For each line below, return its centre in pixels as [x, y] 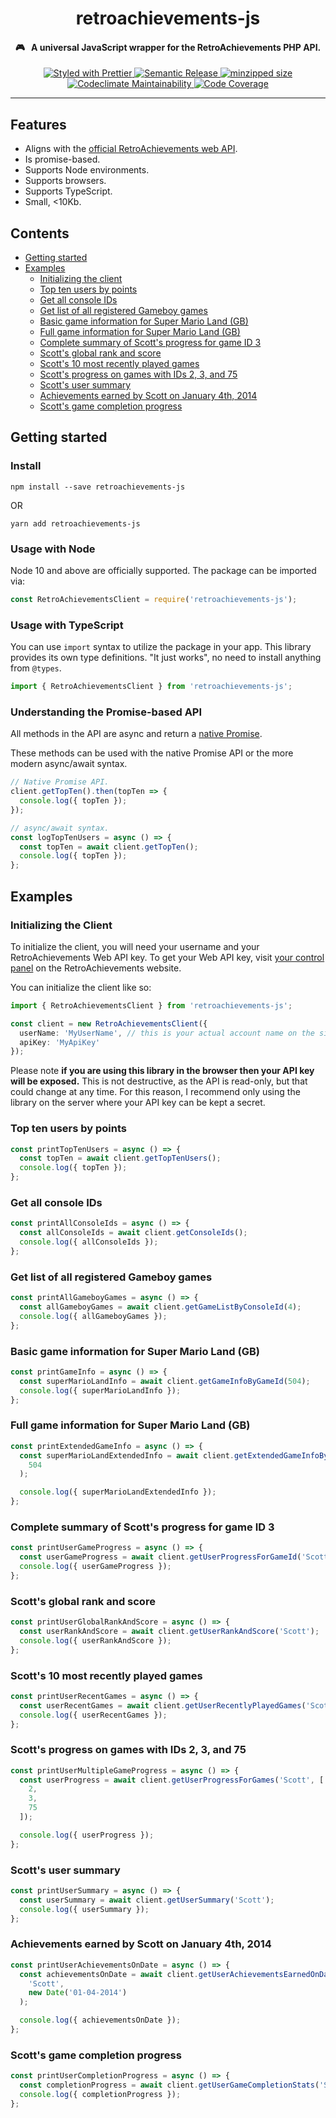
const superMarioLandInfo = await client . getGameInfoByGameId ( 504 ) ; [165, 1381]
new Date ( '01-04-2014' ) [78, 1993]
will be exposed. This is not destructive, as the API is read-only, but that [159, 1081]
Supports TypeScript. [68, 191]
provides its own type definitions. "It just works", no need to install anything [166, 658]
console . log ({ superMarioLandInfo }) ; [100, 1390]
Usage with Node [53, 549]
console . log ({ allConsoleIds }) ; [89, 1242]
